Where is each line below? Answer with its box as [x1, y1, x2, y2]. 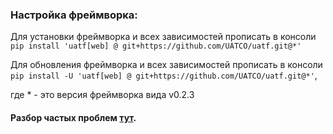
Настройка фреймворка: [10, 8, 138, 22]
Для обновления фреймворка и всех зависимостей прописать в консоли [10, 59, 323, 71]
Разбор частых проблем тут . [10, 111, 137, 123]
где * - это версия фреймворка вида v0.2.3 [10, 89, 195, 101]
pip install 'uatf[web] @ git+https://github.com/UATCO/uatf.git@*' [10, 41, 302, 52]
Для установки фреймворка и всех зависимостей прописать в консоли [10, 31, 317, 43]
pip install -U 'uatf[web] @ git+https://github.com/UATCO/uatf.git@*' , [10, 69, 318, 82]
